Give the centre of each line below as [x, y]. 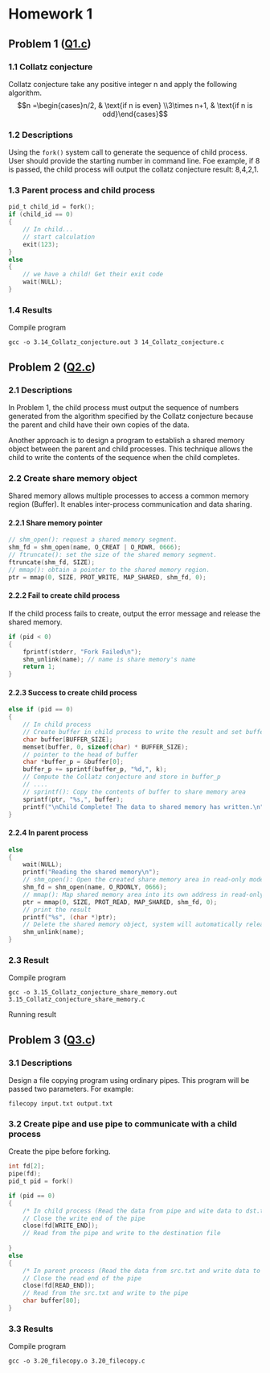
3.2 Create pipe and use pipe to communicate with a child [123, 1123]
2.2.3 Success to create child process [73, 692]
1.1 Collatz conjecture [51, 67]
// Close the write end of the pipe [84, 1218]
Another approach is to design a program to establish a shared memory [127, 440]
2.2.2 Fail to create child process [64, 595]
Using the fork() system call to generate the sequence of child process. [128, 152]
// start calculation [59, 237]
